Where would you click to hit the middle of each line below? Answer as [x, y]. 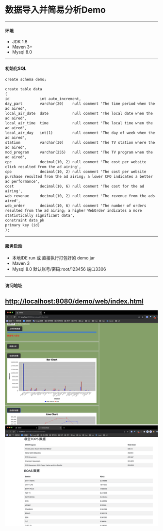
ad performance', [23, 182]
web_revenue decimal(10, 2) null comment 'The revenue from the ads [80, 196]
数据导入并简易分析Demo [55, 10]
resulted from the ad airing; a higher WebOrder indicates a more [73, 211]
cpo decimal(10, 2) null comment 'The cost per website [76, 172]
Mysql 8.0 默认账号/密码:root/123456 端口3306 [59, 269]
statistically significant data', [40, 216]
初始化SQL [16, 68]
